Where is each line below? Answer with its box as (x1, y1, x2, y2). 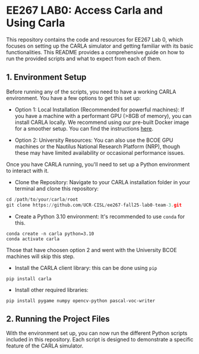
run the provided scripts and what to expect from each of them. (6, 55, 162, 62)
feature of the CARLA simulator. (6, 342, 84, 349)
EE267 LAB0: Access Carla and (6, 4, 163, 17)
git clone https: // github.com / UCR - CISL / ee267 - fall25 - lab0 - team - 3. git (6, 202, 182, 208)
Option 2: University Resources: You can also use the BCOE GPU (14, 136, 173, 144)
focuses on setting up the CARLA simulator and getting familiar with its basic (6, 42, 194, 49)
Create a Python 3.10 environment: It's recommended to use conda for (14, 213, 185, 220)
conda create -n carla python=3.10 (6, 231, 94, 237)
